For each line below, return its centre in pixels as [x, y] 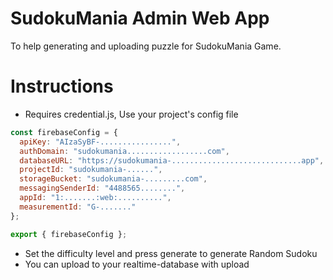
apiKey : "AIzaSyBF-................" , [100, 142]
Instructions [62, 86]
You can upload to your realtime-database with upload [137, 264]
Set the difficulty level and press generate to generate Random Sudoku [171, 253]
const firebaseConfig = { [64, 132]
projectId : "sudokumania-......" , [91, 170]
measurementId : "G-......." [78, 207]
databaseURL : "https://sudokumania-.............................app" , [172, 160]
